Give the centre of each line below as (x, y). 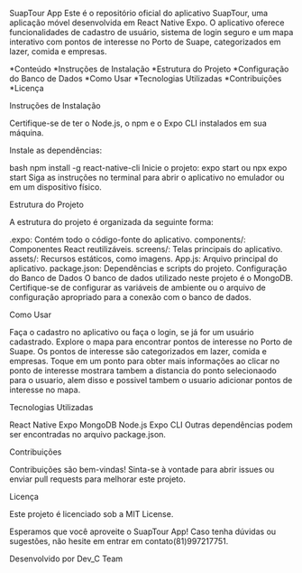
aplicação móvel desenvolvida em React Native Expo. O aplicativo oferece (147, 23)
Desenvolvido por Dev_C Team (66, 559)
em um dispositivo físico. (55, 187)
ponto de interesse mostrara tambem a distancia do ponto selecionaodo (143, 371)
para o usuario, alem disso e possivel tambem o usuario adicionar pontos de (151, 380)
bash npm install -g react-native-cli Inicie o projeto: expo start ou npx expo (148, 168)
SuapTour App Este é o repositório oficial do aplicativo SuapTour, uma (139, 13)
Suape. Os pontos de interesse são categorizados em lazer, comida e (138, 351)
